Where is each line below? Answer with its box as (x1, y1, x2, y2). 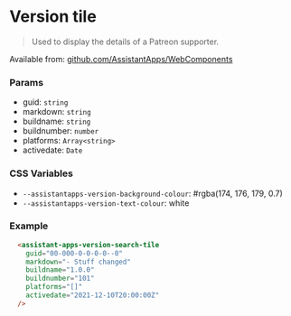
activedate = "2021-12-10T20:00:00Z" (25, 291, 160, 300)
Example (9, 219, 49, 232)
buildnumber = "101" (25, 274, 95, 283)
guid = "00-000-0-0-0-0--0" (25, 248, 124, 258)
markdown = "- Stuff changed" (25, 257, 131, 266)
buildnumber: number (22, 125, 99, 136)
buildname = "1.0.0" (25, 265, 95, 274)
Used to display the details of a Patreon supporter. (31, 36, 220, 47)
